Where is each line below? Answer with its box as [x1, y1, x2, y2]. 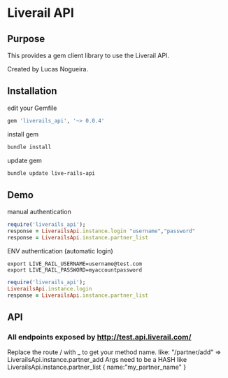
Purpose [7, 33, 45, 45]
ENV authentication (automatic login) [7, 246, 113, 255]
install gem [7, 129, 39, 138]
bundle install [7, 143, 52, 150]
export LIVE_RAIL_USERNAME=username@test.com [7, 260, 142, 267]
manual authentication [7, 208, 71, 216]
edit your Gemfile [7, 104, 57, 112]
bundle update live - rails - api [7, 169, 96, 176]
